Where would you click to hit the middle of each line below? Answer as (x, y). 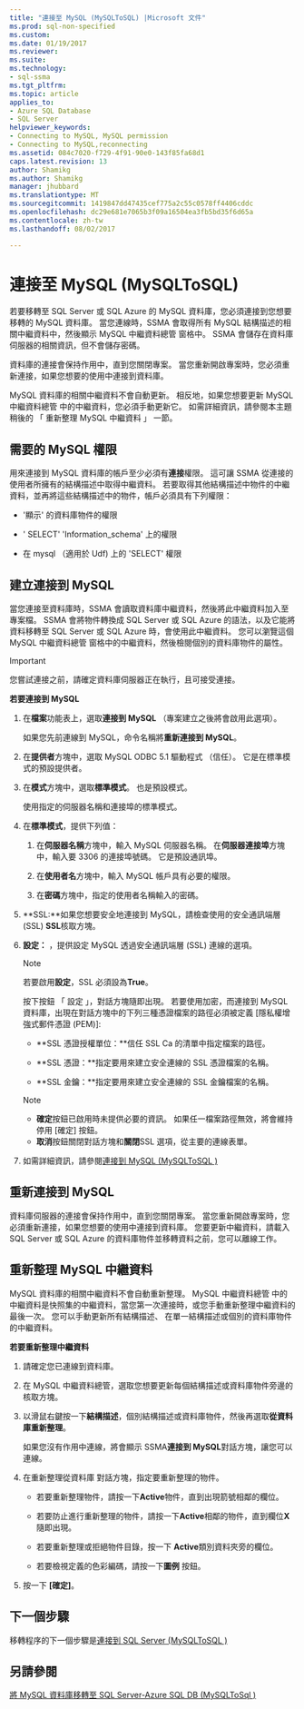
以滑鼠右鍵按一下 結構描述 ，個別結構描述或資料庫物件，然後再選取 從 (150, 1416)
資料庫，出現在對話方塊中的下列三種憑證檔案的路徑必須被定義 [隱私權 (152, 1013)
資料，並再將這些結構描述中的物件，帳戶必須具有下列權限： (121, 496)
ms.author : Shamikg (46, 178)
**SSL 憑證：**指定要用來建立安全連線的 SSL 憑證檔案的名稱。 (155, 1062)
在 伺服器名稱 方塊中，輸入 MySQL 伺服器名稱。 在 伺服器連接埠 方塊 (161, 845)
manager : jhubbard (44, 187)
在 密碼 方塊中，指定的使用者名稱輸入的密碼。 (120, 895)
